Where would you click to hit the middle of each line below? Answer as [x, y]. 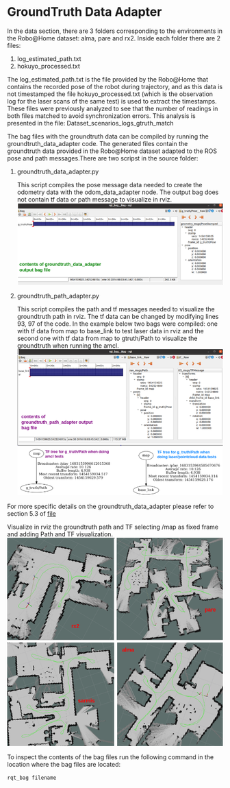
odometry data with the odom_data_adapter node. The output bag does [118, 192]
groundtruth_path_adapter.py [58, 296]
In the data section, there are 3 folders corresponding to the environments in [115, 31]
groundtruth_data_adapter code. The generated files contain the [98, 143]
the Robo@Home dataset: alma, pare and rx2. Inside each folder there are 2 [114, 38]
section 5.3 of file [31, 514]
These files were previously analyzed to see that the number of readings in [113, 108]
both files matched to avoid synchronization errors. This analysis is [102, 116]
